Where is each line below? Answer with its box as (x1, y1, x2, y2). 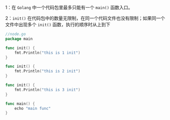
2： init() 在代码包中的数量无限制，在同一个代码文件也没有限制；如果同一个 (5, 15, 165, 21)
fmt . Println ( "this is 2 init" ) (14, 69, 81, 74)
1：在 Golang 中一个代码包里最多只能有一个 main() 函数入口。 (5, 5, 133, 10)
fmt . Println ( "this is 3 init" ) (14, 87, 81, 92)
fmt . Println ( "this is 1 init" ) (14, 50, 81, 55)
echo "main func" (14, 106, 51, 111)
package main (5, 36, 33, 42)
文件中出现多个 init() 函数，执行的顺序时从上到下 (5, 22, 111, 27)
